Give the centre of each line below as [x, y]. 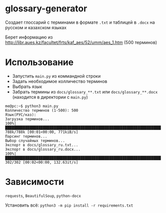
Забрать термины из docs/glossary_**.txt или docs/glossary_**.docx [85, 91]
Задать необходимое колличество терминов [60, 81]
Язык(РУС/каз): [21, 115]
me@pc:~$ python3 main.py [32, 106]
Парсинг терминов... [26, 136]
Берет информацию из [29, 37]
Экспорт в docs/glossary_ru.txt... [42, 145]
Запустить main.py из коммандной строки [56, 76]
